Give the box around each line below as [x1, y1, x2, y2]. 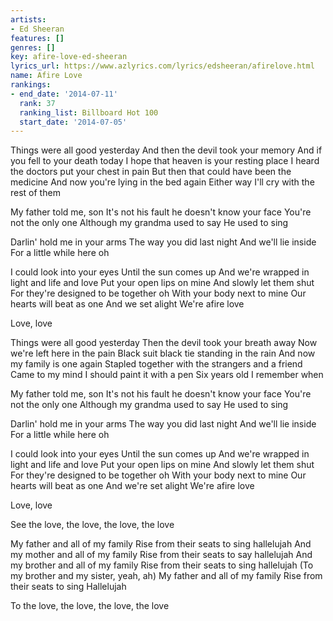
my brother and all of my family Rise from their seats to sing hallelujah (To [10, 559, 314, 571]
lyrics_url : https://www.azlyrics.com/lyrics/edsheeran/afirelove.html [10, 61, 315, 71]
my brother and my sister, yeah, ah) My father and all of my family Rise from [10, 570, 323, 582]
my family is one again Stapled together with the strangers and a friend [10, 358, 303, 370]
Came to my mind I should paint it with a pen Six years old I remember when [10, 369, 324, 381]
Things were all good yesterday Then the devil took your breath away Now [10, 337, 318, 349]
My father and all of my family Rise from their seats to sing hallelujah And [10, 538, 312, 550]
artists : [10, 14, 47, 25]
